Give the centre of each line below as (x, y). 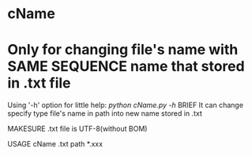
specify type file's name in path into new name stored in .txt (105, 113)
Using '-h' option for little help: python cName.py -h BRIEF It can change (126, 105)
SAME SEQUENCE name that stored (126, 67)
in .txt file (39, 83)
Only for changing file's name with (123, 50)
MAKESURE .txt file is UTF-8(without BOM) (77, 129)
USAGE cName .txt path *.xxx (55, 144)
